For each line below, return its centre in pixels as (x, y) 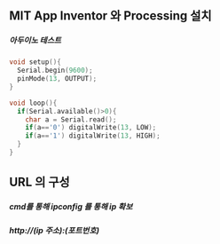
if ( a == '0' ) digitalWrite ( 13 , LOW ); (91, 128)
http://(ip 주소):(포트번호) (55, 231)
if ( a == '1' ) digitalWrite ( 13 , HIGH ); (93, 136)
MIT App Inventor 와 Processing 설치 (110, 16)
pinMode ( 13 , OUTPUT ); (57, 79)
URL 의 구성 (39, 182)
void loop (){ (33, 103)
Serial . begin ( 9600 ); (55, 71)
